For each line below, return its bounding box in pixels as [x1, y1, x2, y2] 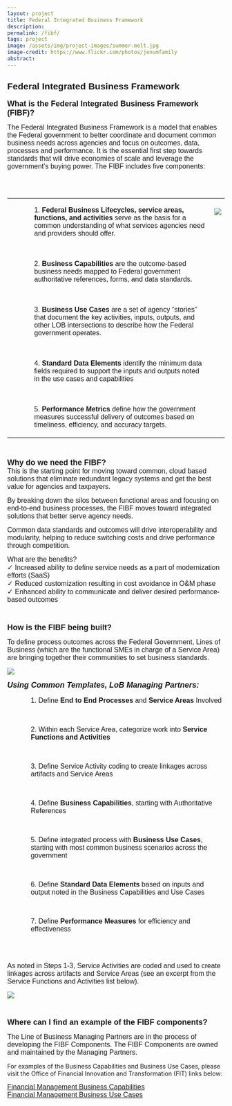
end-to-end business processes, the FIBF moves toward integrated [7, 503, 212, 512]
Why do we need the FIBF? [7, 458, 106, 467]
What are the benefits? [7, 555, 77, 563]
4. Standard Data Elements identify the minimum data [34, 359, 202, 367]
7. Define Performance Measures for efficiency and [30, 917, 191, 925]
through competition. [7, 541, 70, 549]
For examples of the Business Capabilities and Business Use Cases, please [7, 1062, 221, 1070]
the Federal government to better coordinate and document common [7, 131, 216, 139]
